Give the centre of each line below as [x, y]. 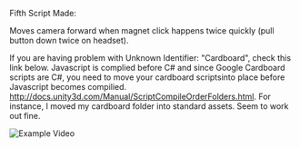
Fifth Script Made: [43, 13]
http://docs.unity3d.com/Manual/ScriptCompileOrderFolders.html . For [140, 96]
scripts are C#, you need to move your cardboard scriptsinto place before [147, 77]
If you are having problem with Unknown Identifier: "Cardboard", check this [150, 58]
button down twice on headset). [69, 40]
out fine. [25, 116]
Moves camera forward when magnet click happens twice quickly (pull [142, 30]
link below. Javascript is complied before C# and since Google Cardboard [147, 68]
